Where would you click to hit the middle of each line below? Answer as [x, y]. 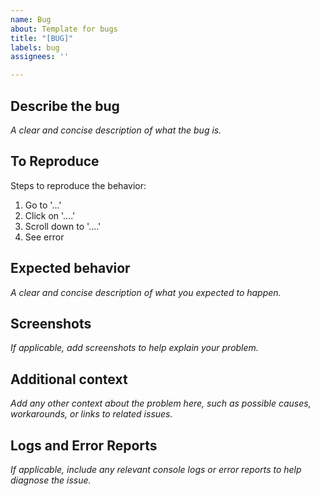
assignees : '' [40, 57]
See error [44, 237]
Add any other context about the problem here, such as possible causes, [161, 403]
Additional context [69, 379]
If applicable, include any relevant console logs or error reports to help [156, 469]
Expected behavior [70, 268]
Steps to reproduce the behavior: [78, 185]
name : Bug [31, 19]
